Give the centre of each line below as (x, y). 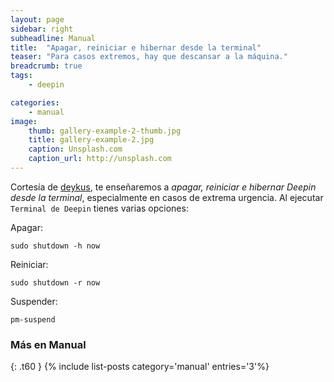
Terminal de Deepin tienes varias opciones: (99, 208)
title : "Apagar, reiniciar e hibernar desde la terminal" (136, 47)
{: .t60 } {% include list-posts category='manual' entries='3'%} (140, 367)
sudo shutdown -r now (55, 282)
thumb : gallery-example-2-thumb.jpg (105, 131)
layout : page (37, 19)
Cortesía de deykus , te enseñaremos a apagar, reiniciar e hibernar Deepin (163, 187)
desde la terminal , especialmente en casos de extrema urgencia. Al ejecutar (167, 197)
